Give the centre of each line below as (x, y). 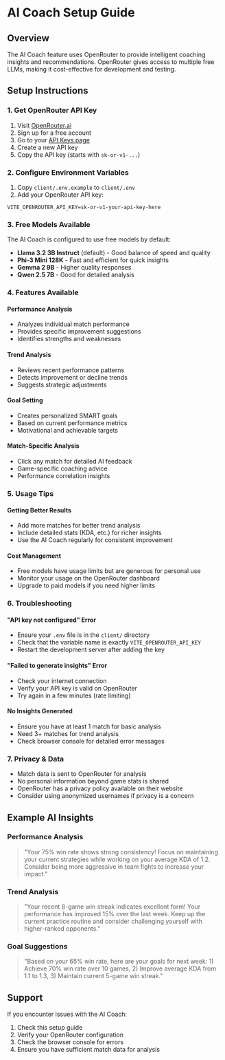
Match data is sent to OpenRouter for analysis (82, 774)
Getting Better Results (39, 510)
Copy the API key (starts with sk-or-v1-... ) (79, 154)
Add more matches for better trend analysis (79, 526)
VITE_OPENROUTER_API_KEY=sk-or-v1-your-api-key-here (84, 207)
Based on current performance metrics (72, 423)
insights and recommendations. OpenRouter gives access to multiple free (111, 62)
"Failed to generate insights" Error (57, 666)
